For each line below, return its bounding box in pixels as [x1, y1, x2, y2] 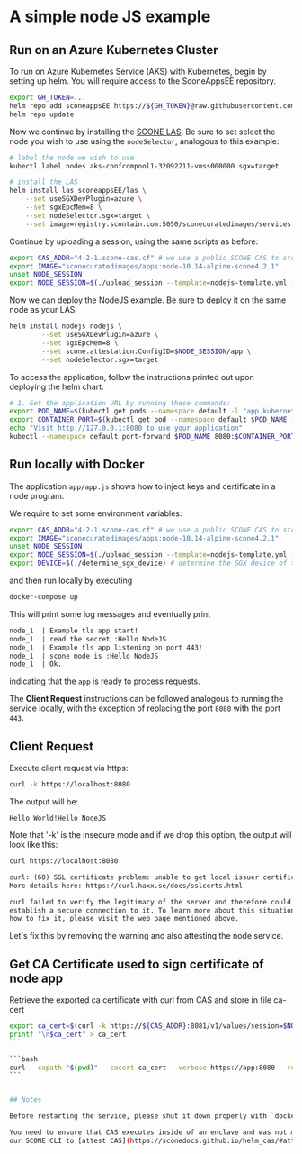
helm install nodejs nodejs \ [9, 322, 123, 331]
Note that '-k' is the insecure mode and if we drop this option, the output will [9, 830, 292, 840]
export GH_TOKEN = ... [9, 93, 87, 102]
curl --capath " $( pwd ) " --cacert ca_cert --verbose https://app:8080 [9, 1063, 276, 1072]
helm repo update [9, 110, 75, 119]
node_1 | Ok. [9, 659, 63, 668]
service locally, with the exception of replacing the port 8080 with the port [9, 703, 281, 713]
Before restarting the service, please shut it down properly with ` [9, 1112, 276, 1121]
